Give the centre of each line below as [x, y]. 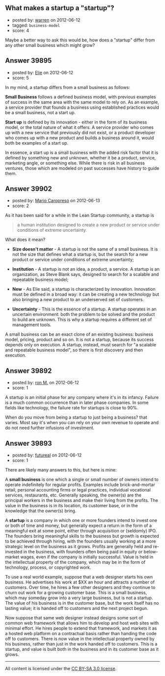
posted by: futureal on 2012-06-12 [47, 455]
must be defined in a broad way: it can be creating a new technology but [86, 294]
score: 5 [21, 78]
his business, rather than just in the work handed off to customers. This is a [81, 644]
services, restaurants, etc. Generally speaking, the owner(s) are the [73, 495]
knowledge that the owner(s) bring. [41, 511]
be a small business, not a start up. [41, 112]
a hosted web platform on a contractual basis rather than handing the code [81, 634]
